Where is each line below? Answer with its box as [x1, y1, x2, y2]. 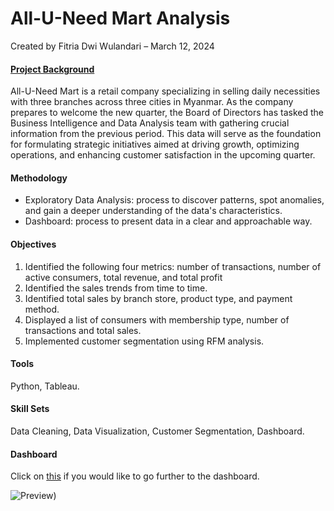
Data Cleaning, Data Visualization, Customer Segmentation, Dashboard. [10, 425, 305, 437]
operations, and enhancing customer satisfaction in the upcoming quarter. [10, 149, 316, 161]
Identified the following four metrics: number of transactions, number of [24, 260, 322, 272]
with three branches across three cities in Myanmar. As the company [10, 96, 294, 108]
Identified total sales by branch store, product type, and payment [24, 292, 293, 304]
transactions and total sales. [24, 324, 142, 336]
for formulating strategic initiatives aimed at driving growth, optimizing [10, 138, 300, 151]
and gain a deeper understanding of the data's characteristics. [24, 205, 283, 217]
